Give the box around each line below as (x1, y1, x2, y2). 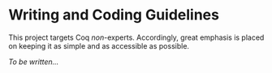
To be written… (8, 57, 59, 67)
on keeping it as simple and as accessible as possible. (8, 41, 189, 50)
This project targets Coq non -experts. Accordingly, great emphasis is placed (8, 32, 265, 42)
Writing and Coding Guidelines (8, 6, 219, 24)
